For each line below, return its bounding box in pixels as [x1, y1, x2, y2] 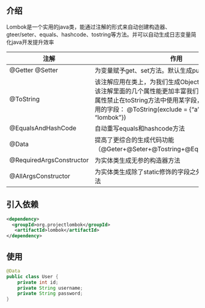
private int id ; [17, 279, 59, 285]
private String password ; [17, 290, 84, 297]
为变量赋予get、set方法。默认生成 [94, 66, 193, 74]
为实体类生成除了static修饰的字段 [94, 167, 190, 176]
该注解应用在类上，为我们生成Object [94, 77, 200, 86]
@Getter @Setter [9, 66, 59, 74]
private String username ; [17, 285, 84, 291]
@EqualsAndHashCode [9, 124, 77, 132]
